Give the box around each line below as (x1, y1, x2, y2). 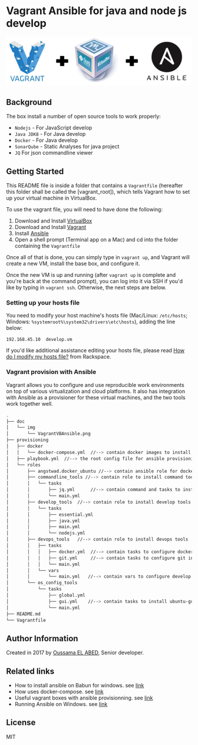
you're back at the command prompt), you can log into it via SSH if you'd (6, 278, 183, 285)
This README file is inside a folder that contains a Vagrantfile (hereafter (6, 182, 183, 189)
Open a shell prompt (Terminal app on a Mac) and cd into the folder (14, 236, 179, 243)
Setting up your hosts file (6, 299, 80, 307)
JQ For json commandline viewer (14, 149, 93, 157)
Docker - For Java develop (14, 137, 78, 144)
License (6, 717, 36, 728)
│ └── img (6, 425, 35, 431)
